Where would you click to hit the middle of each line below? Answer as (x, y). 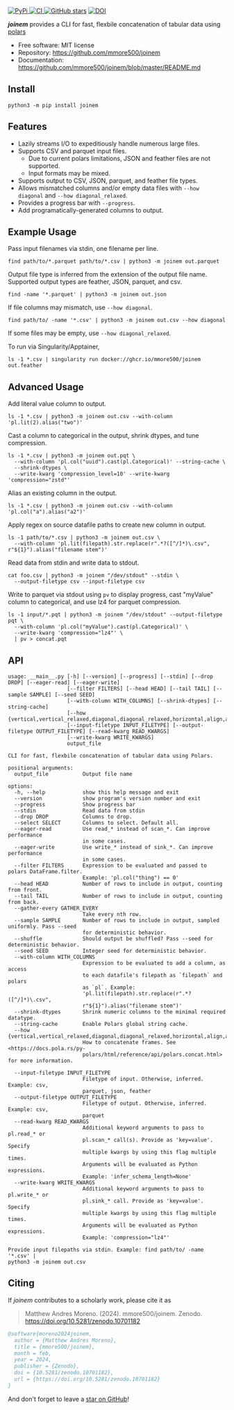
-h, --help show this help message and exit (97, 792)
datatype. (22, 1018)
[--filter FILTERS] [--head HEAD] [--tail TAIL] (139, 689)
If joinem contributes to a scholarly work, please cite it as (90, 1300)
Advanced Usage (46, 387)
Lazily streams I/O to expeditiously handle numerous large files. (109, 144)
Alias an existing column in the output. (62, 493)
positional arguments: (41, 768)
